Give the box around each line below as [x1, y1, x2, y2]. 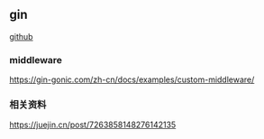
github [9, 31, 33, 42]
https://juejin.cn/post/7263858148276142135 [9, 119, 177, 130]
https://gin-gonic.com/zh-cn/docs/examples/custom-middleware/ [9, 74, 255, 85]
